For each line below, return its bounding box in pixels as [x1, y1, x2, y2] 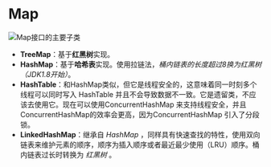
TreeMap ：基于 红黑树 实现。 [19, 49, 115, 59]
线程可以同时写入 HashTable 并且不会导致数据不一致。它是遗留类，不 [19, 89, 249, 99]
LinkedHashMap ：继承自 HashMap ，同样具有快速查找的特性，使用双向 [19, 129, 261, 139]
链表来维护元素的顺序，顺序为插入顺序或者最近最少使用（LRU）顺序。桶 [19, 140, 260, 149]
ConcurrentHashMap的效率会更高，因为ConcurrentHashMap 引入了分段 [19, 109, 260, 119]
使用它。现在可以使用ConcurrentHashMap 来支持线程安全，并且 [34, 100, 247, 109]
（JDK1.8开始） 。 [19, 69, 76, 79]
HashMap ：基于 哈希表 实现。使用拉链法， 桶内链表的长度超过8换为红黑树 [19, 59, 262, 69]
